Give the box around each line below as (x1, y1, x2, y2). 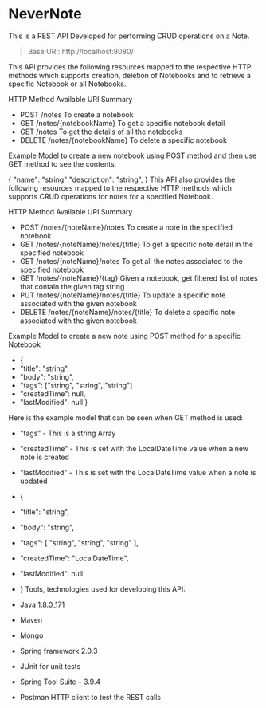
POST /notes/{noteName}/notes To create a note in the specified (19, 222, 233, 232)
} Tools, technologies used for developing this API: (19, 584, 186, 594)
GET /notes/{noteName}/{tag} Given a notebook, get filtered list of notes (19, 273, 258, 283)
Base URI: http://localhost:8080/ (27, 46, 134, 56)
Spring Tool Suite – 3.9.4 (19, 677, 101, 686)
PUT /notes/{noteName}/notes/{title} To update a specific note (19, 290, 226, 300)
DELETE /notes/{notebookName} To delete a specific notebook (19, 135, 227, 144)
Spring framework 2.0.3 (19, 646, 98, 655)
